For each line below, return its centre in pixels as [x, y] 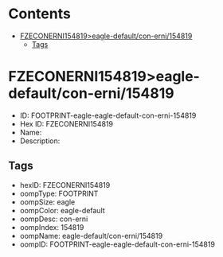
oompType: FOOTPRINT [59, 193]
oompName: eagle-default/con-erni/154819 [91, 236]
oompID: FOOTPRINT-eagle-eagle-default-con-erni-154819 [117, 244]
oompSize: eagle [47, 202]
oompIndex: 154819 [52, 227]
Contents [40, 14]
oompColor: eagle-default [62, 210]
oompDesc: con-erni [54, 219]
